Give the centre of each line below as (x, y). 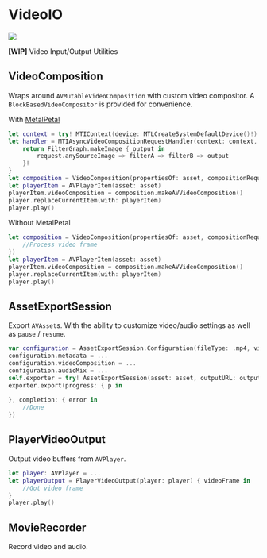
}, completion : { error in (53, 400)
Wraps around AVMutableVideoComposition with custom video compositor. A (132, 95)
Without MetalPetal (39, 223)
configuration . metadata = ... (58, 356)
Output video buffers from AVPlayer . (67, 459)
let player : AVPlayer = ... (55, 473)
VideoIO (36, 15)
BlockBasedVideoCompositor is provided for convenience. (101, 104)
